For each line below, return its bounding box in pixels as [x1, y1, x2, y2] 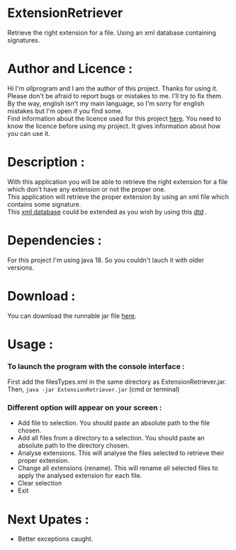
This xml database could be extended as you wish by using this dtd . [7, 207, 208, 216]
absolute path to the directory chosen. [17, 441, 130, 450]
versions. [7, 263, 34, 272]
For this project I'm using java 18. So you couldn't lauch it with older [7, 256, 204, 264]
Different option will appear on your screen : [7, 403, 162, 413]
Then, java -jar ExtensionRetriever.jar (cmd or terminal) [7, 385, 180, 394]
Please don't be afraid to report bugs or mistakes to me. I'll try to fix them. [7, 91, 223, 100]
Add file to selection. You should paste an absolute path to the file [17, 419, 210, 428]
